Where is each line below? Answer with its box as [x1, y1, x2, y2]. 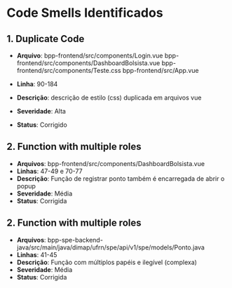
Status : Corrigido [16, 121, 67, 129]
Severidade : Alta [16, 107, 66, 115]
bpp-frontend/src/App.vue [122, 67, 199, 74]
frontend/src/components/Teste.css [16, 67, 121, 74]
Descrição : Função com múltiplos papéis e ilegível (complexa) [16, 258, 198, 266]
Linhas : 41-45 [16, 250, 57, 259]
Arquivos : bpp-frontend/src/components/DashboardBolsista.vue [16, 159, 205, 167]
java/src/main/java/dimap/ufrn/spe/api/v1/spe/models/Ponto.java [16, 243, 205, 252]
